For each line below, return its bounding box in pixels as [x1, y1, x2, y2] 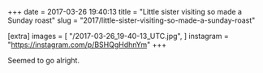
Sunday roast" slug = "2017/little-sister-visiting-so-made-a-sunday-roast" [7, 15, 256, 25]
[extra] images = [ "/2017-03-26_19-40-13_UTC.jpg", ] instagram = [7, 32, 229, 41]
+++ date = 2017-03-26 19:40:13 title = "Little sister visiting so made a [7, 7, 243, 16]
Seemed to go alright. [7, 56, 80, 65]
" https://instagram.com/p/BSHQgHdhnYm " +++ [7, 40, 167, 49]
